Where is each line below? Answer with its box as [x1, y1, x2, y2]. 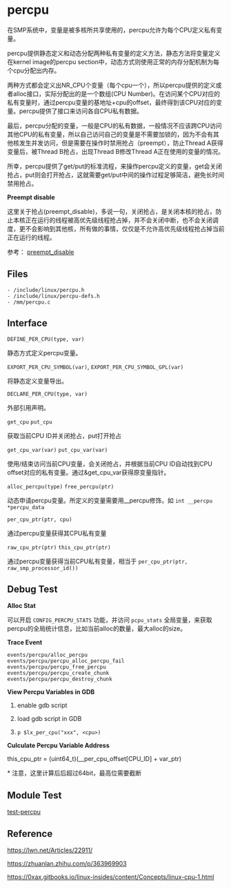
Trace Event [7, 638, 43, 647]
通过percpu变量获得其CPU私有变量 [7, 529, 107, 537]
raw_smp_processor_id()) [7, 564, 79, 571]
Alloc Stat [7, 602, 36, 610]
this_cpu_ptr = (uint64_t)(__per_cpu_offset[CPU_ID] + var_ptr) [7, 755, 182, 763]
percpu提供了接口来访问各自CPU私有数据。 [19, 106, 143, 115]
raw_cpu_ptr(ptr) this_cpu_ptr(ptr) [7, 544, 112, 551]
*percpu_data [7, 504, 45, 511]
